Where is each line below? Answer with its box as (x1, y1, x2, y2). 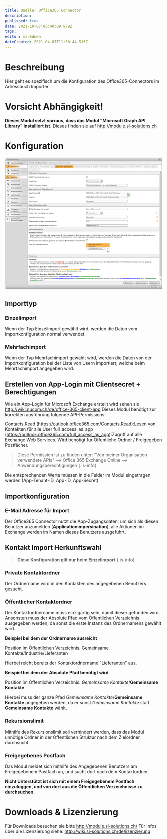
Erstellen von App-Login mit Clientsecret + (5, 380, 141, 388)
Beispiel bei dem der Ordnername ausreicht (5, 635, 97, 641)
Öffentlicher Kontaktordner (5, 598, 72, 605)
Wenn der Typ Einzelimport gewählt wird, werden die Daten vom (5, 326, 138, 332)
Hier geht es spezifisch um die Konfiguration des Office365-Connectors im (5, 78, 160, 84)
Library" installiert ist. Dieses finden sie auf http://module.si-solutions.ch (5, 123, 157, 129)
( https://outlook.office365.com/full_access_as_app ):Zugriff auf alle (5, 432, 142, 438)
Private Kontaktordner (5, 569, 60, 576)
